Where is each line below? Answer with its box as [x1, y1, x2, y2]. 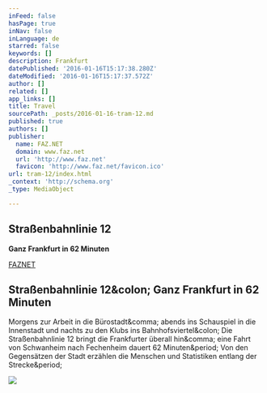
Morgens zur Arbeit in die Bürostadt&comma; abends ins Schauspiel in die [8, 317, 256, 327]
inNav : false [8, 27, 53, 35]
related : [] [8, 87, 49, 96]
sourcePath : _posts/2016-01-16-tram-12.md [8, 110, 154, 118]
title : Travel [8, 102, 57, 110]
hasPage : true [8, 19, 57, 28]
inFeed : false [8, 11, 57, 20]
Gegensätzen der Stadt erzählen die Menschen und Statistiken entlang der [8, 352, 257, 361]
